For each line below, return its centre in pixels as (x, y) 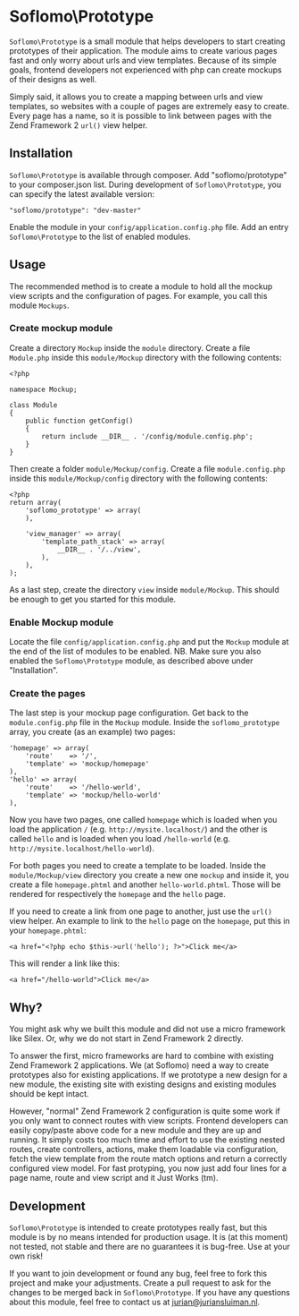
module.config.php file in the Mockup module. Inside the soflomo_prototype (145, 722)
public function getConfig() (79, 421)
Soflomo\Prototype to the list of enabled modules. (100, 236)
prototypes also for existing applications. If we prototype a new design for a (149, 1075)
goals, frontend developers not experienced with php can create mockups (146, 70)
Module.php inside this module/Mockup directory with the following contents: (146, 357)
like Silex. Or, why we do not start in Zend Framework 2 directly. (126, 1038)
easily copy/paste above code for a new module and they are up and (135, 1131)
